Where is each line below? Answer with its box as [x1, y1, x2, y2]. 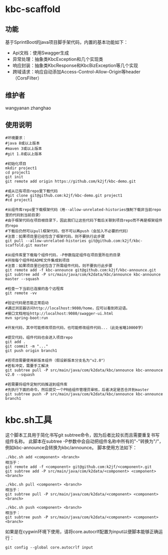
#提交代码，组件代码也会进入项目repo [5, 335, 73, 340]
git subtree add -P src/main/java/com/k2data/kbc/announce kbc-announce [5, 272, 161, 277]
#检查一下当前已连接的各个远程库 [5, 286, 64, 291]
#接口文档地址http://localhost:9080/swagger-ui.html [5, 311, 114, 316]
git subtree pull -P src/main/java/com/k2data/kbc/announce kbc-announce [5, 368, 163, 373]
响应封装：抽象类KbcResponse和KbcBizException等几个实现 [12, 62, 138, 68]
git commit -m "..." [5, 343, 49, 349]
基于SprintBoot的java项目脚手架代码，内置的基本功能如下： [5, 39, 128, 45]
